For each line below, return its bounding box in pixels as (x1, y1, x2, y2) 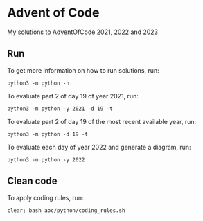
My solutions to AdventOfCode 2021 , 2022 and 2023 (7, 28, 159, 36)
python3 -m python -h (7, 80, 70, 87)
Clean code (7, 175, 58, 187)
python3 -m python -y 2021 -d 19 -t (7, 105, 113, 112)
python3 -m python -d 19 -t (7, 130, 89, 138)
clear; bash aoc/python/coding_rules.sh (7, 206, 126, 214)
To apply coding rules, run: (7, 193, 85, 202)
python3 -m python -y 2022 (7, 156, 85, 163)
